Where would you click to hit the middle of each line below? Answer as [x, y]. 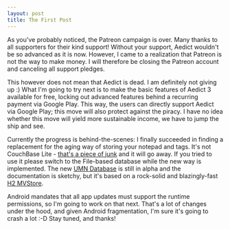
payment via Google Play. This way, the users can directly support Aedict [111, 104]
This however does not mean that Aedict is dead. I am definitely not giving [112, 82]
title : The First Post [39, 20]
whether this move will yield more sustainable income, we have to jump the [113, 118]
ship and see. [26, 126]
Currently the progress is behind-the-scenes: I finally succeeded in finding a [115, 139]
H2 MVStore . [25, 183]
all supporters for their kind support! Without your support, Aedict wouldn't [113, 47]
